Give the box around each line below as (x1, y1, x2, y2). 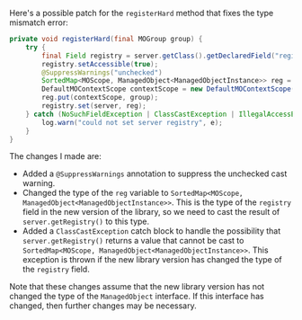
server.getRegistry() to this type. (22, 216, 150, 227)
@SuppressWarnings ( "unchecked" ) (41, 67, 164, 77)
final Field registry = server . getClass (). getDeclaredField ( (41, 51, 276, 60)
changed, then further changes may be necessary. (9, 300, 197, 311)
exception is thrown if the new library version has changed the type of (22, 254, 282, 265)
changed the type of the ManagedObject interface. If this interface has (9, 291, 264, 302)
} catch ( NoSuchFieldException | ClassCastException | (25, 110, 235, 119)
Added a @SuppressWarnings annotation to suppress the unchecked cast (22, 168, 288, 179)
